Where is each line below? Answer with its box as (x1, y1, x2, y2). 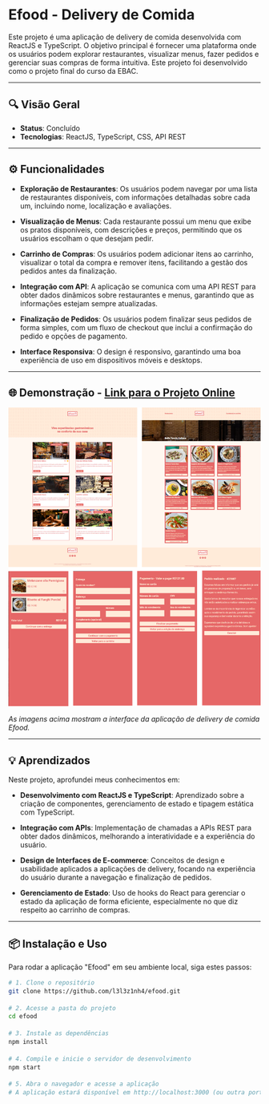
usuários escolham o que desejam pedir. (19, 233, 154, 243)
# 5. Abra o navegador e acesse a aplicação (8, 1080, 159, 1088)
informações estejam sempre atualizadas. (19, 298, 159, 308)
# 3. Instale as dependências (8, 1029, 110, 1037)
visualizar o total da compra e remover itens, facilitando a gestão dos (19, 257, 248, 267)
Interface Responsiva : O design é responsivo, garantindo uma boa (19, 346, 242, 356)
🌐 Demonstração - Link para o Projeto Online (8, 386, 235, 399)
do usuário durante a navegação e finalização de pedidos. (19, 872, 212, 883)
